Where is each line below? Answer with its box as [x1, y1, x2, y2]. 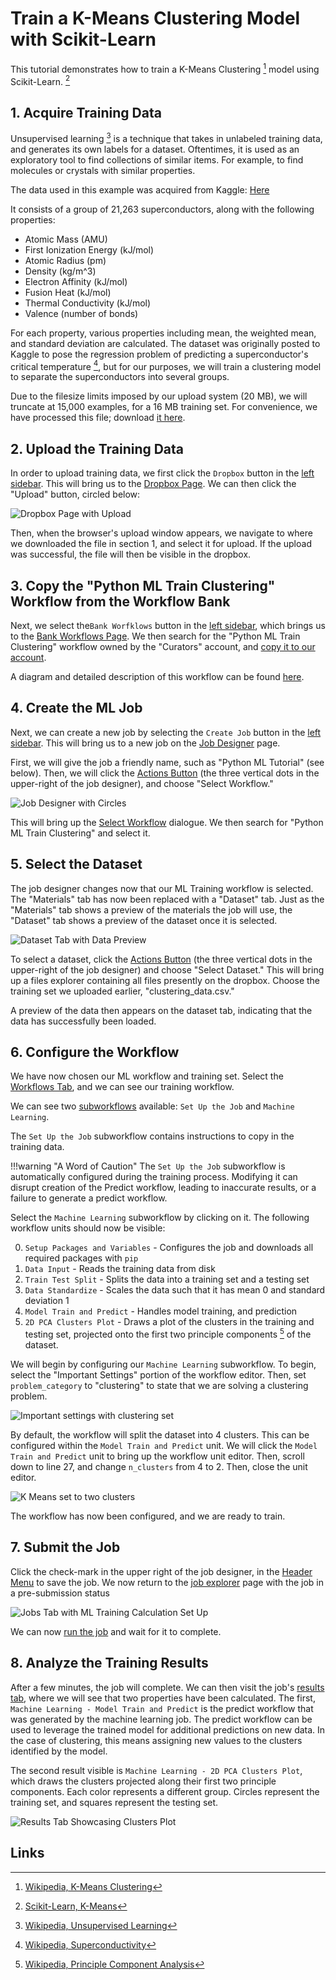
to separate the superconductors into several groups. [10, 371, 230, 383]
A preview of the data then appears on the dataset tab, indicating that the [10, 1004, 313, 1016]
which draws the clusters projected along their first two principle [10, 1775, 277, 1787]
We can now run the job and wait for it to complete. [10, 1625, 222, 1637]
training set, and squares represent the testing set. [10, 1796, 219, 1808]
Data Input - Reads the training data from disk [24, 1263, 216, 1275]
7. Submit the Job [10, 1539, 121, 1556]
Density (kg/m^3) [24, 265, 97, 277]
